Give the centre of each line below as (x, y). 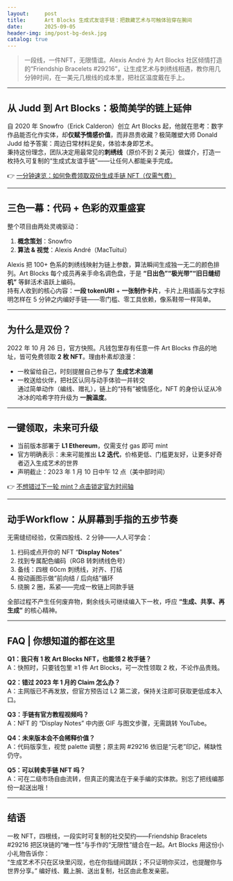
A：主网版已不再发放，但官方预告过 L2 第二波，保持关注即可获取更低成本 (112, 691)
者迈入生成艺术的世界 (48, 463)
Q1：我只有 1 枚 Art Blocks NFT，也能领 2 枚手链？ (79, 659)
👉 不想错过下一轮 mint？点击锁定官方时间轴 (70, 486)
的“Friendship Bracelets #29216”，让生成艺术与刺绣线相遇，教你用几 (122, 69)
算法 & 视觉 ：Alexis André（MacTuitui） (74, 249)
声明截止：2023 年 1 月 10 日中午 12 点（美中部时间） (93, 472)
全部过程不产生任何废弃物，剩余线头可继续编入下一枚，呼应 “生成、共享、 (113, 602)
